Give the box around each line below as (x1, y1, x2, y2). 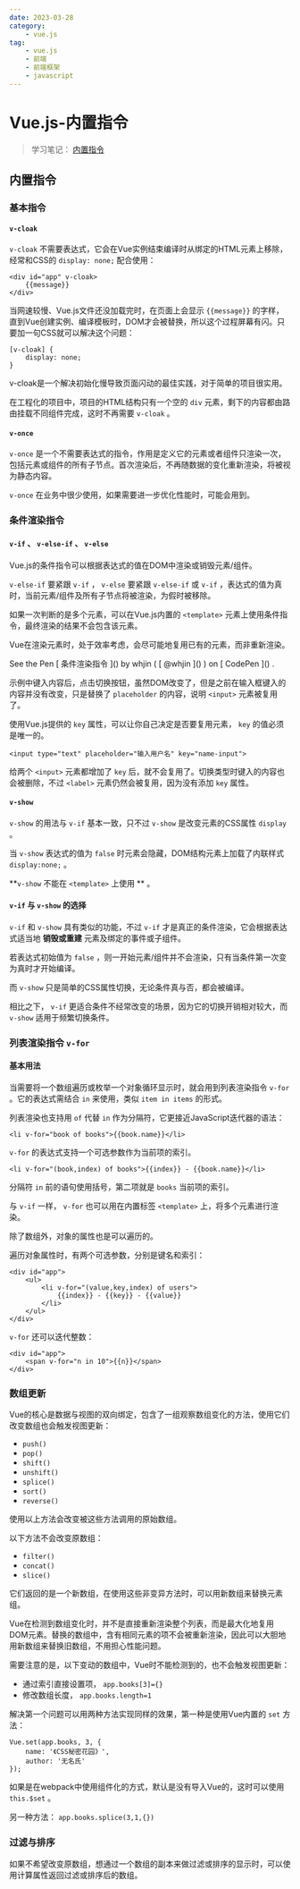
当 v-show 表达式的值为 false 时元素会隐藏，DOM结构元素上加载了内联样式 (9, 847, 284, 859)
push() (21, 1440, 47, 1449)
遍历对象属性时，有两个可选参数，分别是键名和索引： (9, 1249, 205, 1261)
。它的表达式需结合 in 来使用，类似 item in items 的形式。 (9, 1093, 228, 1105)
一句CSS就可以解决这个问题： (24, 327, 136, 338)
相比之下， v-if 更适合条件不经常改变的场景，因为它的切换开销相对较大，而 (9, 1001, 288, 1012)
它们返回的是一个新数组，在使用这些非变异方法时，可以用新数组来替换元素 (9, 1588, 283, 1599)
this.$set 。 (9, 1792, 56, 1803)
